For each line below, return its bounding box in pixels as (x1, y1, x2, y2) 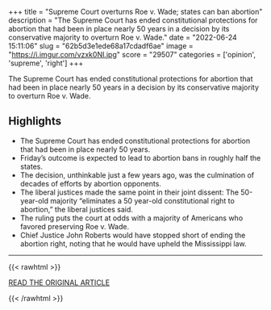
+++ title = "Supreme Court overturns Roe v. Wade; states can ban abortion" (8, 7, 263, 16)
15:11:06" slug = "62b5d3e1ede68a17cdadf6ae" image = (8, 41, 194, 51)
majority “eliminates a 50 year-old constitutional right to (50, 195, 236, 205)
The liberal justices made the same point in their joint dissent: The (19, 187, 240, 197)
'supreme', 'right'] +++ (8, 58, 84, 68)
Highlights (8, 115, 62, 128)
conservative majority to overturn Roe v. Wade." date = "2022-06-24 (8, 32, 238, 42)
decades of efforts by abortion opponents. (19, 178, 161, 188)
